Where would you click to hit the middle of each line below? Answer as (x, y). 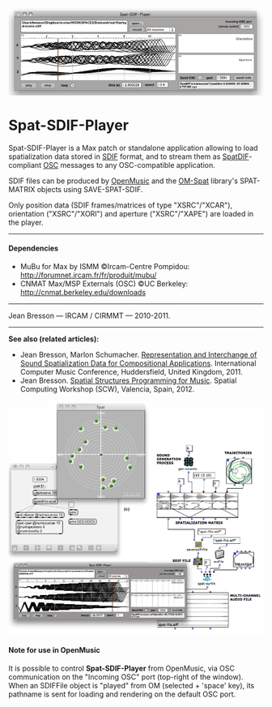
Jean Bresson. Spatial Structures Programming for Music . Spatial (128, 380)
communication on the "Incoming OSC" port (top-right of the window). (126, 677)
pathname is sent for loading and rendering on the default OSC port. (122, 694)
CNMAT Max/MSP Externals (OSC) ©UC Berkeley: (104, 283)
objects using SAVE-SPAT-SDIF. (90, 189)
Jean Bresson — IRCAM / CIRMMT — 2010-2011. (89, 315)
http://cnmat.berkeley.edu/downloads (83, 292)
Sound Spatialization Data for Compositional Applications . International (138, 363)
